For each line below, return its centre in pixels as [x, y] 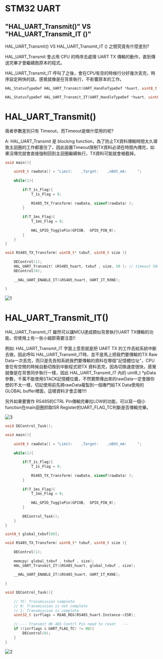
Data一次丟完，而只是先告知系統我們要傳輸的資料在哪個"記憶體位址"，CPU [80, 361]
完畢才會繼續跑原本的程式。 [37, 63]
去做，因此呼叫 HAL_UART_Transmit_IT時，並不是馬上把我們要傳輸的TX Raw [81, 355]
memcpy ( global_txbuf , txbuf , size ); [54, 561]
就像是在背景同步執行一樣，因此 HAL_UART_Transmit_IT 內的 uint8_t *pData [81, 373]
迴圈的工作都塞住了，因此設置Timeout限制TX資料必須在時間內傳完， [82, 147]
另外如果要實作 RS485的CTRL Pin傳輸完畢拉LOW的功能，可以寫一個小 [75, 402]
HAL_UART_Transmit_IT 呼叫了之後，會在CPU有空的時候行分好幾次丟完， [78, 73]
